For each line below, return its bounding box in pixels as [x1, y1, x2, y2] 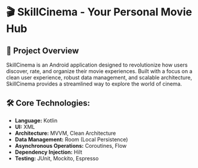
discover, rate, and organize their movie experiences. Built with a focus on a [6, 68, 193, 75]
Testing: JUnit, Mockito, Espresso [14, 154, 99, 161]
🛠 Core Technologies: [6, 98, 91, 108]
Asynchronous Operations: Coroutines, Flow [14, 142, 127, 149]
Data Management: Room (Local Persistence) [14, 135, 128, 143]
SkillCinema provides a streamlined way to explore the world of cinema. [6, 80, 182, 87]
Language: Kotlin [14, 117, 58, 124]
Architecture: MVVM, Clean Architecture [14, 129, 116, 137]
